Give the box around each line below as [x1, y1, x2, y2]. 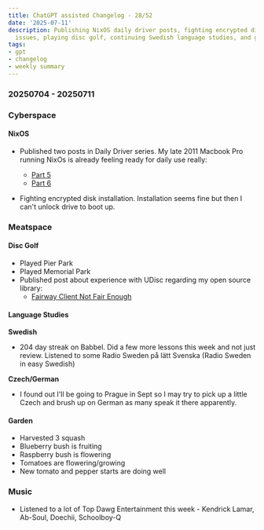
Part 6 [31, 178, 52, 188]
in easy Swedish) [19, 359, 75, 369]
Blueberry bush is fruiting [19, 441, 102, 451]
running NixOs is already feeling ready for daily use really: [19, 155, 207, 164]
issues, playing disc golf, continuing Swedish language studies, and [15, 33, 251, 42]
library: [19, 283, 43, 293]
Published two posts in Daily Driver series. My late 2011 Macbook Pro [19, 146, 244, 155]
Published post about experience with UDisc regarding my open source [19, 275, 251, 284]
